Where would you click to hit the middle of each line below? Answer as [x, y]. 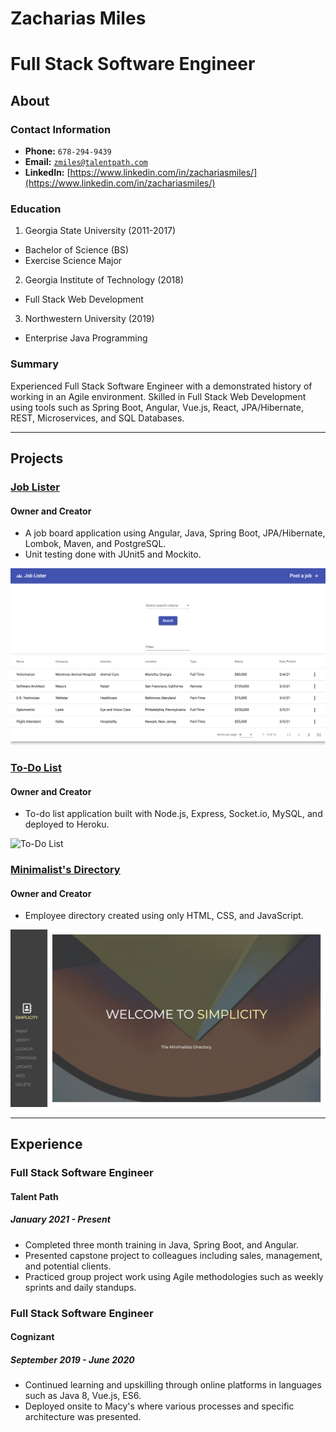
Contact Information [61, 129]
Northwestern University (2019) [89, 319]
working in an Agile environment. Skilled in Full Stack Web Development [158, 396]
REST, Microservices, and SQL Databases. [97, 418]
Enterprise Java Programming [86, 338]
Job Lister [35, 487]
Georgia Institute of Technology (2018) [104, 280]
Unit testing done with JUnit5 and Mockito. [113, 554]
